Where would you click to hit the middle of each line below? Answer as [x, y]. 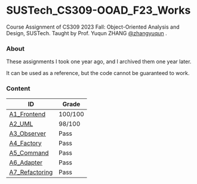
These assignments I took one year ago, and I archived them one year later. [99, 62]
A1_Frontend [27, 114]
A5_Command [29, 152]
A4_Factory [25, 143]
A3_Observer [28, 133]
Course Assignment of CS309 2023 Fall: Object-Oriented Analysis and [93, 27]
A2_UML [21, 124]
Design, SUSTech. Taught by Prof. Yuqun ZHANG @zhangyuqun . [87, 33]
